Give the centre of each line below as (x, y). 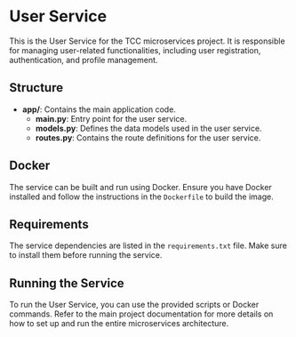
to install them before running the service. (86, 255)
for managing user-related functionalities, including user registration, (135, 50)
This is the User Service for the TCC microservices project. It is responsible (148, 41)
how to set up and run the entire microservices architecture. (119, 324)
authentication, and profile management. (84, 60)
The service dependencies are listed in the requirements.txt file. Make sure (148, 245)
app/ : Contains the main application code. (99, 109)
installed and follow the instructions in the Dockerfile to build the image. (141, 197)
